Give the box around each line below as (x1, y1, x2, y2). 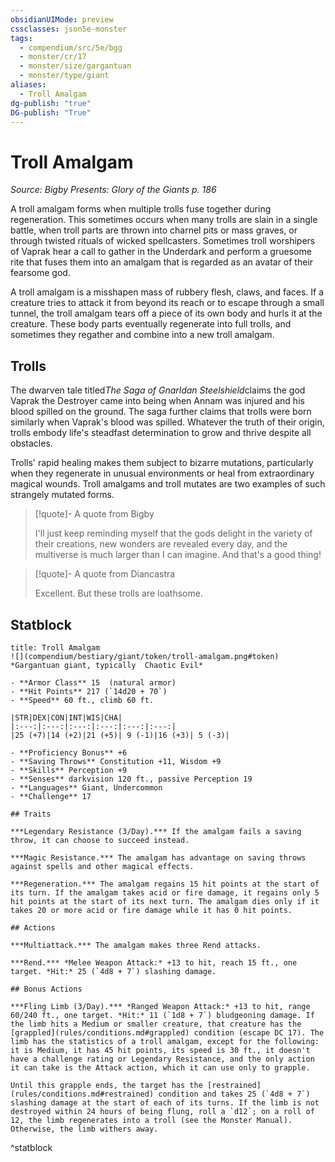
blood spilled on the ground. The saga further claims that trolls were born (10, 406, 312, 418)
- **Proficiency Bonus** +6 (10, 747, 128, 758)
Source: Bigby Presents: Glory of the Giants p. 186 (10, 184, 217, 196)
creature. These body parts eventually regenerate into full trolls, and (10, 318, 292, 330)
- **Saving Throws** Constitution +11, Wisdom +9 (10, 756, 222, 766)
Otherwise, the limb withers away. (10, 1124, 159, 1134)
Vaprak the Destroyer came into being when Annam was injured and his (10, 395, 305, 407)
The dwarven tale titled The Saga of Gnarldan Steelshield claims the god (10, 384, 306, 396)
